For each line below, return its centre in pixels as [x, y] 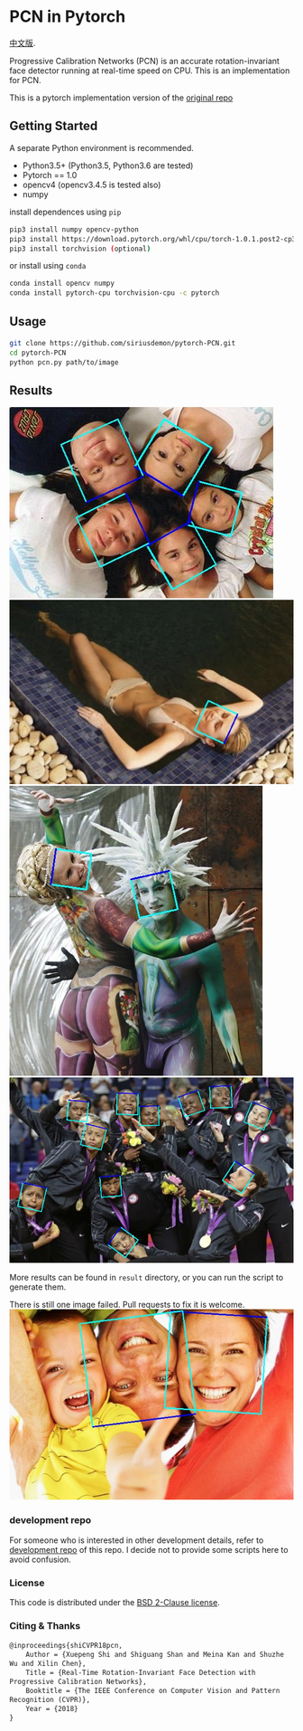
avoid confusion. [41, 1559]
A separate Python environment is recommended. [101, 147]
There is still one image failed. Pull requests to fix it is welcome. [127, 1305]
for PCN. [26, 80]
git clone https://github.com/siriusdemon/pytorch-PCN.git [123, 343]
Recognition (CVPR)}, [50, 1700]
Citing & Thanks [45, 1625]
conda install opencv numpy [62, 284]
